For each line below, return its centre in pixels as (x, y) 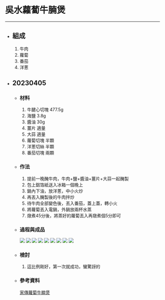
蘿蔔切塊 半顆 (41, 141)
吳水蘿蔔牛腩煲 (35, 10)
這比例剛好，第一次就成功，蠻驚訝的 (64, 266)
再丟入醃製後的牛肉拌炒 (51, 197)
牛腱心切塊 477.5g (45, 110)
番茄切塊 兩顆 (41, 153)
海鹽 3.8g (36, 116)
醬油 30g (36, 122)
